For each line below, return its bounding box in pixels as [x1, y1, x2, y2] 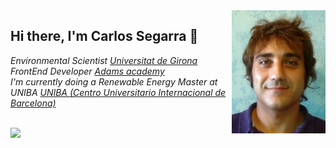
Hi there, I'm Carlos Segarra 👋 [10, 28, 199, 45]
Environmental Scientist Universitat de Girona [10, 54, 198, 66]
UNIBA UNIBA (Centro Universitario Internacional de [10, 86, 227, 98]
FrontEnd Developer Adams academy [10, 65, 165, 77]
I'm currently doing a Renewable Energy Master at [10, 75, 218, 88]
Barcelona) [10, 97, 57, 109]
